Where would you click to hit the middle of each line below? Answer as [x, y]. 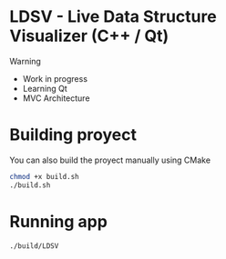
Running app [58, 221]
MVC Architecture [56, 98]
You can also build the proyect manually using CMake [110, 160]
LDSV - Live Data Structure [113, 17]
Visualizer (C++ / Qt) [89, 36]
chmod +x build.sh [44, 176]
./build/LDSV [34, 246]
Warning [25, 61]
